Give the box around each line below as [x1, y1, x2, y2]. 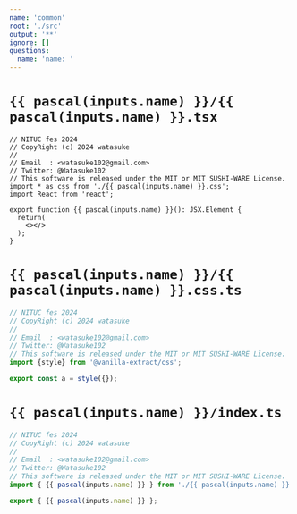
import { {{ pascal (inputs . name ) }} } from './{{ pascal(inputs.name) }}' [9, 480, 294, 490]
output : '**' [9, 29, 58, 38]
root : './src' [9, 21, 63, 30]
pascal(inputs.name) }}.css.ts [9, 282, 242, 299]
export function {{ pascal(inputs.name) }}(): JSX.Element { [9, 205, 242, 215]
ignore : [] [9, 38, 50, 47]
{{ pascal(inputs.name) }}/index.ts [9, 404, 283, 421]
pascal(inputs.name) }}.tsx [9, 109, 218, 126]
